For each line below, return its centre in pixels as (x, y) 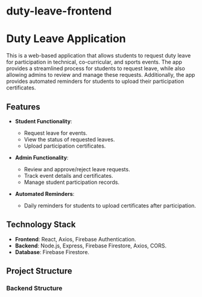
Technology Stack (41, 225)
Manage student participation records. (71, 182)
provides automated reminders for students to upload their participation (95, 81)
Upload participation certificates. (65, 146)
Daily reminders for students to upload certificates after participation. (110, 205)
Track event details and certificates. (68, 175)
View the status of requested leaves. (69, 139)
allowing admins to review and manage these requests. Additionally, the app (101, 75)
